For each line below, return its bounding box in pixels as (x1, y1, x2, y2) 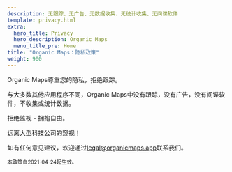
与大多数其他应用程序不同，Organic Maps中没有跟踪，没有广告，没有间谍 (7, 90, 219, 98)
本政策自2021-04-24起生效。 (7, 158, 78, 166)
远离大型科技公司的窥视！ (7, 128, 81, 136)
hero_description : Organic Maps (13, 36, 108, 43)
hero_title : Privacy (13, 29, 73, 37)
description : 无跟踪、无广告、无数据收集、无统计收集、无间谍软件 (7, 10, 178, 17)
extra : (7, 23, 27, 30)
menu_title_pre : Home (13, 42, 77, 49)
